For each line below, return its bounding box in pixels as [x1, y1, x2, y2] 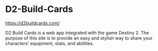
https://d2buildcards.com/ [5, 20, 60, 26]
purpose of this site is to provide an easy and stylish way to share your [5, 35, 153, 41]
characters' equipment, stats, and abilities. [5, 40, 94, 46]
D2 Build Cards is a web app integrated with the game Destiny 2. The [5, 29, 149, 35]
